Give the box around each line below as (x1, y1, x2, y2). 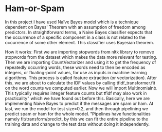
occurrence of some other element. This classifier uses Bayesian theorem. (5, 39, 154, 45)
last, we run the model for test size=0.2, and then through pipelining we (5, 105, 148, 112)
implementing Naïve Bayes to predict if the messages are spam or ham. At (5, 100, 154, 106)
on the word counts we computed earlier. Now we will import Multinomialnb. (5, 85, 158, 91)
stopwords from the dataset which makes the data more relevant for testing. (5, 54, 157, 60)
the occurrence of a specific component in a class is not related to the (5, 34, 146, 40)
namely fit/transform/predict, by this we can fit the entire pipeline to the (5, 116, 148, 122)
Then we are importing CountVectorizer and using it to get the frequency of (5, 59, 157, 65)
